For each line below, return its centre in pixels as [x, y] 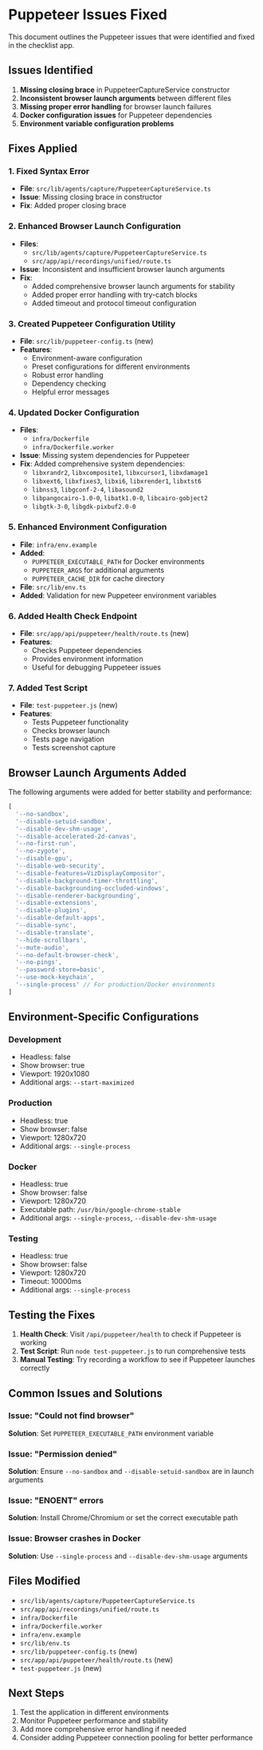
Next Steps [36, 1693]
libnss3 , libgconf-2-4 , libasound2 [88, 489]
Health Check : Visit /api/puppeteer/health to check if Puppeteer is [130, 1334]
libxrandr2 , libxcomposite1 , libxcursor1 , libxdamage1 [120, 472]
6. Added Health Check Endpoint [73, 616]
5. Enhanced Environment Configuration [88, 527]
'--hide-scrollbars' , [51, 940]
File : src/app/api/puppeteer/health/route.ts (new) [104, 633]
